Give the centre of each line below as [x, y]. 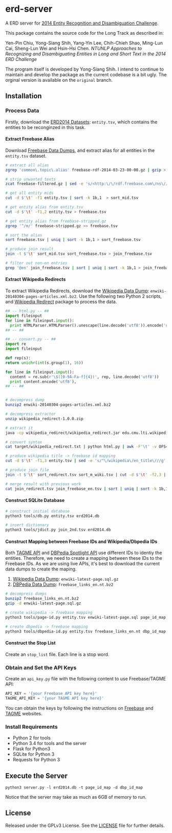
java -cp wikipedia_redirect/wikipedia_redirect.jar [63, 433]
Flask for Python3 [31, 749]
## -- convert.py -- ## [31, 339]
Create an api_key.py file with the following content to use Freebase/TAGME [86, 679]
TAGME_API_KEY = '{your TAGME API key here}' [55, 698]
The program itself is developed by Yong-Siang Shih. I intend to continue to [84, 69]
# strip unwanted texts [31, 179]
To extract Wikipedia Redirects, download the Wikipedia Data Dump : [77, 291]
